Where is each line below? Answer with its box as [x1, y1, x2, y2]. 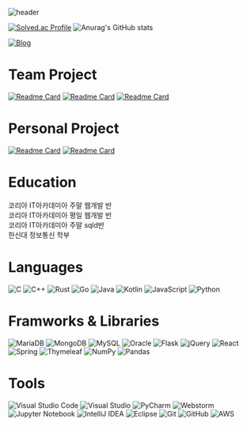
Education [8, 174, 77, 191]
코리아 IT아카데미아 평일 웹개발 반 [8, 210, 112, 220]
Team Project [8, 66, 97, 84]
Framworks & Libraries [8, 312, 160, 330]
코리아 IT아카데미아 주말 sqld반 [8, 220, 105, 229]
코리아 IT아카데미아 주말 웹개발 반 [8, 200, 112, 209]
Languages [8, 258, 83, 276]
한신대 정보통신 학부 [8, 230, 70, 239]
